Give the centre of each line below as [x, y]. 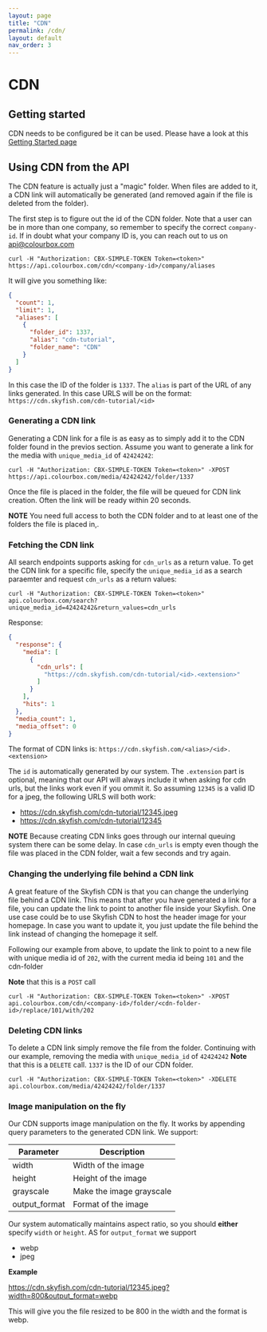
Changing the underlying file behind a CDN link [101, 874]
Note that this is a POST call [52, 981]
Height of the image [110, 1179]
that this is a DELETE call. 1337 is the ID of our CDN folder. [101, 1064]
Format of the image [111, 1204]
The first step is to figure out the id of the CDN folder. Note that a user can [130, 218]
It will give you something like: [58, 280]
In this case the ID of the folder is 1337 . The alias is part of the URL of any [130, 385]
